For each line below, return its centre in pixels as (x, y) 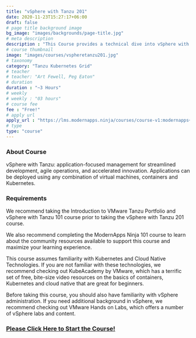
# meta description (30, 39)
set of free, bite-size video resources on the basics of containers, (85, 277)
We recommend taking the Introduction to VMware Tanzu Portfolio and (91, 211)
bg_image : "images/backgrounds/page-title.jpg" (65, 33)
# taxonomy (19, 60)
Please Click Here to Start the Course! (61, 329)
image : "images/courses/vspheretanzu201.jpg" (62, 55)
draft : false (22, 22)
